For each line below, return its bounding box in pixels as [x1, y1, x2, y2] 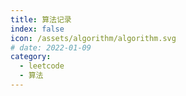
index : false [10, 24, 65, 34]
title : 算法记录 [10, 14, 72, 25]
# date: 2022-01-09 [10, 42, 92, 53]
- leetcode [19, 61, 65, 71]
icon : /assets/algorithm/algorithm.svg [10, 33, 177, 43]
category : [10, 52, 52, 62]
